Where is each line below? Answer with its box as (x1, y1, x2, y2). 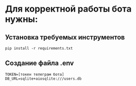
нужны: (5, 14, 38, 25)
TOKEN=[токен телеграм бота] (5, 72, 64, 77)
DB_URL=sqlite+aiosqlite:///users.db (5, 76, 82, 81)
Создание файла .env (5, 59, 74, 68)
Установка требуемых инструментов (5, 33, 125, 41)
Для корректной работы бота (5, 3, 132, 15)
